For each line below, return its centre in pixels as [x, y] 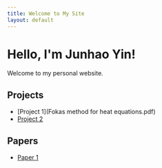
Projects [26, 95]
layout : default [30, 20]
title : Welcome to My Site [46, 13]
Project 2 [30, 119]
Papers [23, 141]
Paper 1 [28, 158]
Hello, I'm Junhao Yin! [71, 54]
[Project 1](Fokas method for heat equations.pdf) [87, 112]
